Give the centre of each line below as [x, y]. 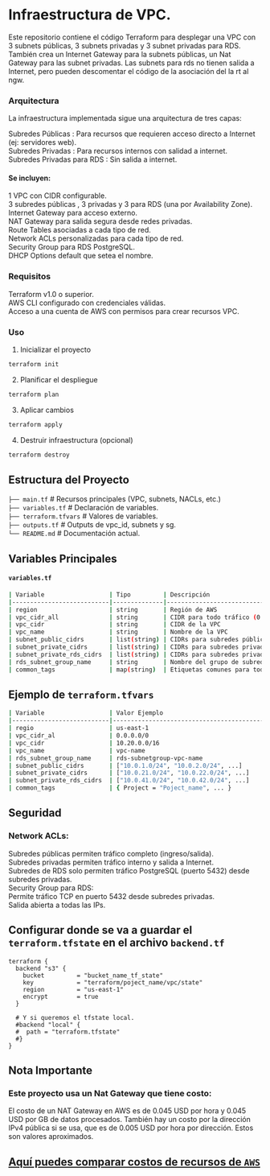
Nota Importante [51, 1070]
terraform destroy [39, 455]
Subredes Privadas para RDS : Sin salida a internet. [93, 159]
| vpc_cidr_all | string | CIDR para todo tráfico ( [133, 617]
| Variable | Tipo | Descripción [109, 594]
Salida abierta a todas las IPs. [57, 905]
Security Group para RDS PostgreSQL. [72, 247]
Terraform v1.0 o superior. [51, 294]
